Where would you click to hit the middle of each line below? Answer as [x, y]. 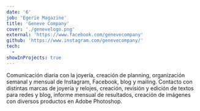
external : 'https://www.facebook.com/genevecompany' [75, 35]
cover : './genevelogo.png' [41, 29]
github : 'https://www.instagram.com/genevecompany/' [75, 40]
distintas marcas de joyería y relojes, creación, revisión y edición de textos [100, 88]
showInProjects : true [34, 58]
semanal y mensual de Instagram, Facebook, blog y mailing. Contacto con [99, 82]
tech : [13, 47]
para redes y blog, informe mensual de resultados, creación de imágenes [98, 94]
